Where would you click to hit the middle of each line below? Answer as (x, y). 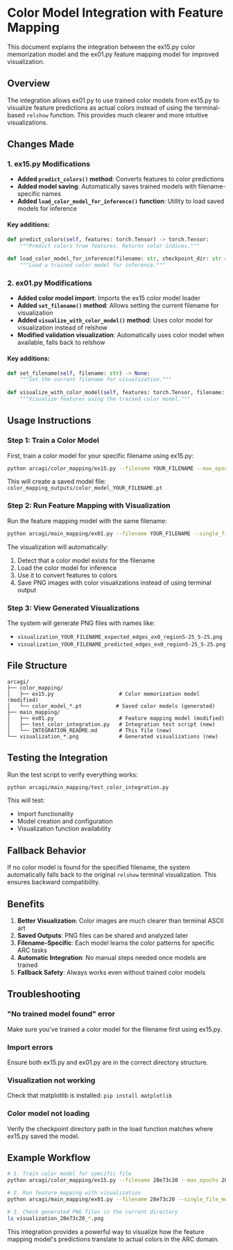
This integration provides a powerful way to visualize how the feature (106, 1231)
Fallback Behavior (47, 851)
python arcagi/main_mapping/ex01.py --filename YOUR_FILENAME (99, 533)
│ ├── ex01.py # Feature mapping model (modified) (116, 718)
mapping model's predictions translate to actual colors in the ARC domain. (113, 1239)
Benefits (26, 904)
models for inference (47, 209)
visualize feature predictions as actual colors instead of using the (100, 107)
